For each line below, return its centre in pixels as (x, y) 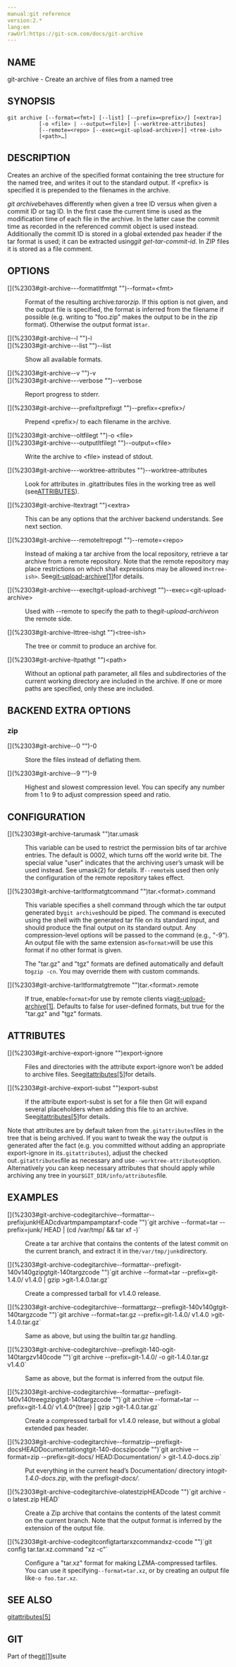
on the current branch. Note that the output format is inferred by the (123, 1520)
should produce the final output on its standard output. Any (111, 928)
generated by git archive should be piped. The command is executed (125, 912)
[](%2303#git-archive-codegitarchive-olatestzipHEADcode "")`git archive (114, 1492)
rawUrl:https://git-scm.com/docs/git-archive (75, 34)
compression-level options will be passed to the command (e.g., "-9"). (127, 935)
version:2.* (25, 21)
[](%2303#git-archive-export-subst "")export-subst (83, 1088)
